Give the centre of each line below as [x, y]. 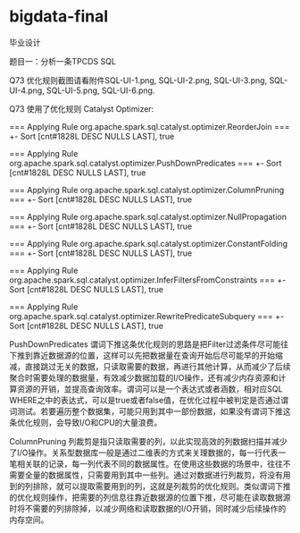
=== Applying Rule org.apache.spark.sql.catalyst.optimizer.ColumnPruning [147, 190]
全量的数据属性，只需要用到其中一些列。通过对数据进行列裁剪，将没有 [154, 475]
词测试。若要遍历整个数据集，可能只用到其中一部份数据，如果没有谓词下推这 [150, 411]
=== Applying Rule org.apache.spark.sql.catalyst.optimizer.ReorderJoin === [150, 126]
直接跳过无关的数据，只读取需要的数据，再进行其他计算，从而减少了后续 [158, 366]
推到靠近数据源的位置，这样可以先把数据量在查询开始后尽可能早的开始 [146, 355]
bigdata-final [59, 17]
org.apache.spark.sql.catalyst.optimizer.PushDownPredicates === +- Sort [146, 163]
